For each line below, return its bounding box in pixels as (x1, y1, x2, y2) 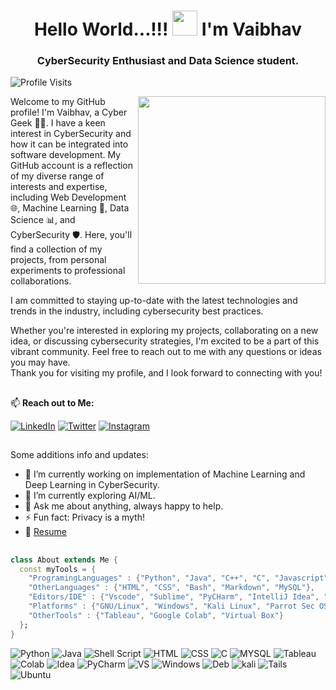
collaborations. (10, 275, 72, 287)
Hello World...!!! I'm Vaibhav (33, 18, 303, 41)
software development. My (10, 149, 122, 161)
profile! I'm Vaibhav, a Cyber (10, 106, 128, 119)
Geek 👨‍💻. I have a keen (10, 117, 106, 129)
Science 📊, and (10, 214, 76, 226)
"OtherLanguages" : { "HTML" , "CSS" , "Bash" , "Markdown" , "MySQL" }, (28, 583, 315, 593)
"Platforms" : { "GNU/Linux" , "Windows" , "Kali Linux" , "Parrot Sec (28, 601, 315, 612)
